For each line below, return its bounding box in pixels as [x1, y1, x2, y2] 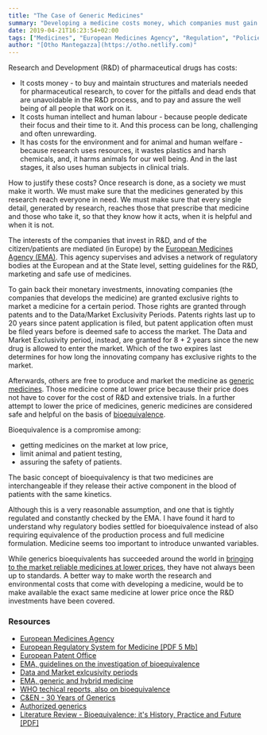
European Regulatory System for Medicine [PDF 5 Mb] [19, 642, 198, 652]
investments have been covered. [8, 596, 115, 606]
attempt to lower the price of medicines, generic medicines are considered [8, 402, 253, 411]
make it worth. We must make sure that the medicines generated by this [8, 187, 244, 196]
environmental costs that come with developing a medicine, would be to [8, 579, 244, 589]
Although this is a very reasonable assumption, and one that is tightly [8, 505, 234, 514]
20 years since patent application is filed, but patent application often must [8, 318, 253, 328]
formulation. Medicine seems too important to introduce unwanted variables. [8, 539, 259, 548]
